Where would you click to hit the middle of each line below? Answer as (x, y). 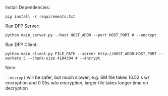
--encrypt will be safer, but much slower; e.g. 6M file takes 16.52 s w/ (77, 77)
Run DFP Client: (21, 44)
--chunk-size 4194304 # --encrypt (64, 58)
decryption (17, 88)
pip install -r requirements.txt (40, 17)
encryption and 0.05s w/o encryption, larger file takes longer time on (77, 83)
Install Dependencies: (28, 7)
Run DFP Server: (22, 26)
